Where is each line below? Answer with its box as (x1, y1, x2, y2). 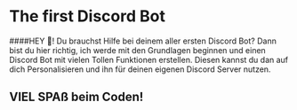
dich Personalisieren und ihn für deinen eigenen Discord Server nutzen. (9, 64, 271, 75)
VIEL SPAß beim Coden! (9, 90, 144, 105)
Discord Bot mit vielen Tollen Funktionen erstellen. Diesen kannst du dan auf (9, 54, 289, 65)
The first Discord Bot (9, 6, 166, 27)
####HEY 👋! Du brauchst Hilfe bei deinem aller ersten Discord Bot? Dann (9, 35, 277, 46)
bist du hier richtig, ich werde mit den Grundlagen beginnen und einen (9, 44, 267, 55)
